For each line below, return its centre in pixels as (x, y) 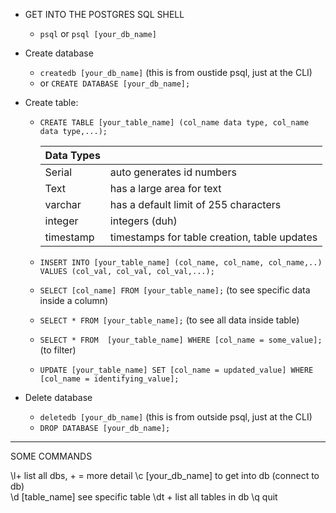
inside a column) (74, 300)
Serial (58, 172)
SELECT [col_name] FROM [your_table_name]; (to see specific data (175, 290)
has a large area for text (165, 188)
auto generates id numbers (173, 172)
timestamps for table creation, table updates (213, 237)
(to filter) (58, 350)
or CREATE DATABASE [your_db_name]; (115, 83)
